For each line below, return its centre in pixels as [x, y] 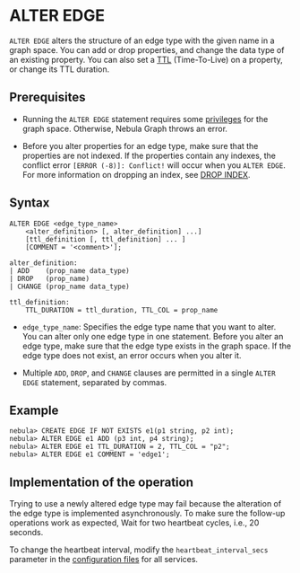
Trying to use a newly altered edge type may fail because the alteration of [146, 504]
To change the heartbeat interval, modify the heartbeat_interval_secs [139, 550]
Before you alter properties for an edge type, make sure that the [140, 145]
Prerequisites [47, 97]
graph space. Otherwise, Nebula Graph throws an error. [125, 128]
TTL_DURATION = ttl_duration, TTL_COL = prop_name [122, 310]
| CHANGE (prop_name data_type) [69, 286]
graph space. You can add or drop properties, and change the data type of [147, 49]
